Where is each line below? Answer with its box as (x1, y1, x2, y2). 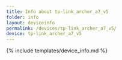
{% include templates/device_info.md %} (6, 47, 108, 54)
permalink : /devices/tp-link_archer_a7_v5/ (6, 25, 117, 31)
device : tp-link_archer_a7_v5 (6, 31, 82, 37)
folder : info (6, 14, 39, 20)
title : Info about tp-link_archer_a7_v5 (6, 8, 109, 15)
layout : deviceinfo (6, 20, 55, 26)
